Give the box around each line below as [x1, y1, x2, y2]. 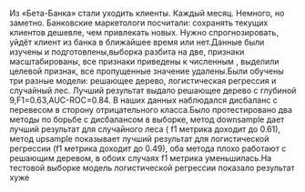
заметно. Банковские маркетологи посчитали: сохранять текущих [9, 17, 269, 28]
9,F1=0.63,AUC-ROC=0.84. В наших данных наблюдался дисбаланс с [9, 95, 278, 106]
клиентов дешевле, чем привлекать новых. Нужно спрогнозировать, [9, 27, 280, 37]
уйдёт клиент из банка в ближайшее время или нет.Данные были [9, 36, 265, 47]
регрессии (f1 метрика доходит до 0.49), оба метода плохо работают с [9, 143, 287, 154]
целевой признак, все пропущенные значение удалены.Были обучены [9, 66, 284, 76]
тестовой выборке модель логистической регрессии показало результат [9, 163, 295, 173]
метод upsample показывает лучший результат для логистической [9, 134, 269, 144]
